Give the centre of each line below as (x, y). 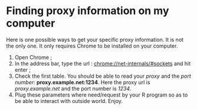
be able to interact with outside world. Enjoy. (68, 101)
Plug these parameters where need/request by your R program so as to (101, 95)
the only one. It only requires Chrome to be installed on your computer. (92, 46)
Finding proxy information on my (88, 11)
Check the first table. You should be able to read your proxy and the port (103, 76)
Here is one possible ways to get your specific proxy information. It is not (95, 39)
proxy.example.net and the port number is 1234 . (73, 88)
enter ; (23, 69)
